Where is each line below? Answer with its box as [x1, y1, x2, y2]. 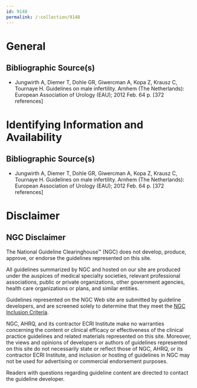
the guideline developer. [6, 375, 65, 382]
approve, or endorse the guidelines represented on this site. [6, 254, 152, 261]
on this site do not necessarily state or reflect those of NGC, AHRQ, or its [6, 345, 183, 352]
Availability [6, 130, 63, 144]
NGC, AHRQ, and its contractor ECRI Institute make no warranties [6, 320, 165, 327]
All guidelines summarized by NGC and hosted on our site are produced [6, 266, 181, 273]
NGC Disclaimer [6, 232, 66, 242]
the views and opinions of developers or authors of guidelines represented [6, 338, 188, 346]
